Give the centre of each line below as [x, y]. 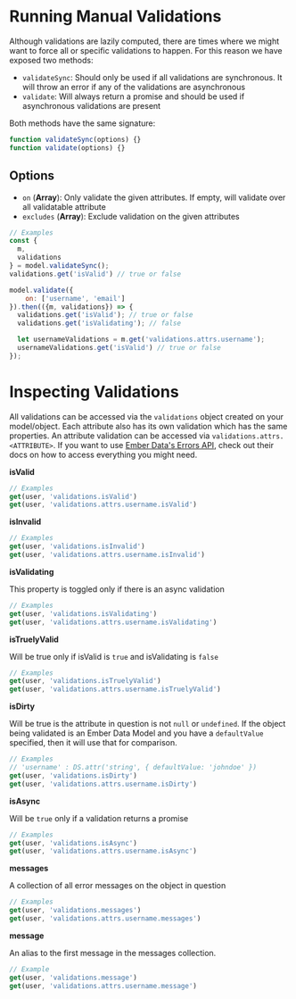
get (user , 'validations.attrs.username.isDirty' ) [103, 784]
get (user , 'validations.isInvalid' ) [77, 546]
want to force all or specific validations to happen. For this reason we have [146, 50]
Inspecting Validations [95, 391]
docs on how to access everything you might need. [103, 454]
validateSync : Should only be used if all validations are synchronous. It [152, 77]
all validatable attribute [64, 206]
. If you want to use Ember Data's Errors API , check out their [164, 445]
